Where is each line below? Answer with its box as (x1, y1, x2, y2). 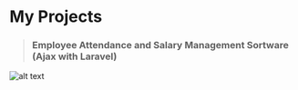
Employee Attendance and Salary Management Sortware (31, 39, 289, 52)
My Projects (9, 6, 103, 27)
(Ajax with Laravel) (31, 50, 118, 63)
